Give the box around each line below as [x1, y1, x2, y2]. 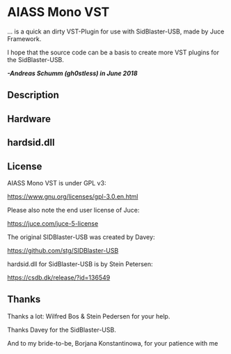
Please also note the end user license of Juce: [7, 206, 140, 214]
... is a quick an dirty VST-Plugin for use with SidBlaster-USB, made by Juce [7, 27, 225, 36]
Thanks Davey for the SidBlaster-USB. [7, 325, 116, 334]
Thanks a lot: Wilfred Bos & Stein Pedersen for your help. [7, 311, 170, 321]
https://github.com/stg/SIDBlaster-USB [7, 246, 119, 254]
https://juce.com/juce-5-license [7, 219, 99, 227]
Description [7, 89, 59, 101]
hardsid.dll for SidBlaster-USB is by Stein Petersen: [7, 259, 153, 268]
